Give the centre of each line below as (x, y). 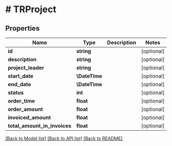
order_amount (26, 109)
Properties (23, 28)
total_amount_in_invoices (40, 126)
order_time (21, 101)
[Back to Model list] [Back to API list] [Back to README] (64, 138)
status (16, 93)
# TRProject (31, 9)
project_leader (26, 68)
